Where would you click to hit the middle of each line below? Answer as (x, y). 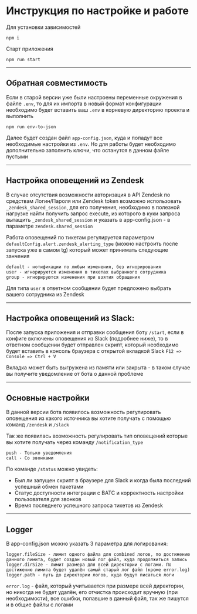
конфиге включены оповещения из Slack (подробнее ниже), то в (87, 339)
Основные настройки (48, 398)
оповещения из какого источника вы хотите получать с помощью (89, 418)
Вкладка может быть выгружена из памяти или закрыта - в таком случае (98, 368)
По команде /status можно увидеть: (52, 469)
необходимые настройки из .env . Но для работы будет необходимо (91, 144)
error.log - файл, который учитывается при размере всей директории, (95, 586)
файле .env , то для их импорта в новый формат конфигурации (84, 104)
